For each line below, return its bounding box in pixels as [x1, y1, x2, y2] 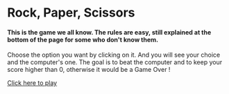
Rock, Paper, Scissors [7, 5, 135, 21]
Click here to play [7, 79, 58, 87]
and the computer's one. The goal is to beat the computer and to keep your [7, 58, 223, 66]
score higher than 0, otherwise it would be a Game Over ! [7, 66, 171, 74]
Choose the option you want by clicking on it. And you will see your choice [7, 50, 221, 59]
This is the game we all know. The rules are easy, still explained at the [7, 28, 212, 36]
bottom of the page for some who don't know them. [7, 35, 159, 44]
